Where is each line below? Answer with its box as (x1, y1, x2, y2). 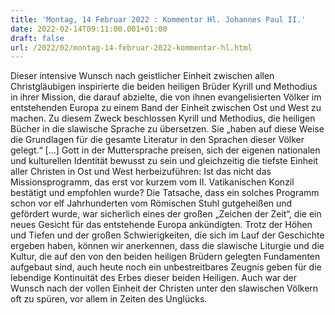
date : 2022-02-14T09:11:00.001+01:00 (10, 24, 168, 34)
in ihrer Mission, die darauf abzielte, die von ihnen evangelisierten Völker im (10, 91, 322, 103)
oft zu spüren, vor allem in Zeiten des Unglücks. (10, 293, 208, 305)
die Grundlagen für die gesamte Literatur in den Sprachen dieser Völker (10, 134, 305, 146)
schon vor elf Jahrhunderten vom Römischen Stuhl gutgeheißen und (10, 197, 293, 210)
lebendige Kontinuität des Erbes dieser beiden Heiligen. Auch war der (10, 272, 298, 284)
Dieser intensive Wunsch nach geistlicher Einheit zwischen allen (10, 70, 275, 82)
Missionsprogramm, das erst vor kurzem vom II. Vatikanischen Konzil (10, 176, 295, 188)
